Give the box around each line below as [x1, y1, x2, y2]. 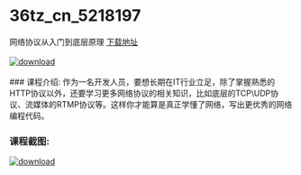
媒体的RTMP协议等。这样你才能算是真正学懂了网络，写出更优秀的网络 [32, 98, 293, 109]
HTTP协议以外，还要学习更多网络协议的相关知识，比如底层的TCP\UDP [9, 87, 271, 98]
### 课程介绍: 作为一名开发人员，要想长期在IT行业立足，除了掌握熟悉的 [9, 76, 276, 87]
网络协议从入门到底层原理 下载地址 [9, 36, 138, 47]
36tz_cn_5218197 [9, 5, 141, 26]
